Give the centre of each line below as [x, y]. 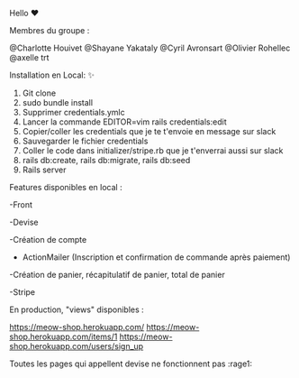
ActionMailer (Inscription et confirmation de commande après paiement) [156, 257]
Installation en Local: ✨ [52, 75]
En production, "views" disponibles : [77, 309]
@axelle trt [29, 57]
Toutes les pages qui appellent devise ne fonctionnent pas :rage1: [131, 364]
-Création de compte [48, 240]
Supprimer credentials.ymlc [74, 112]
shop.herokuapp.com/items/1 [63, 337]
